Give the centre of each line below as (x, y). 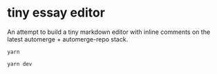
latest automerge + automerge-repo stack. (68, 39)
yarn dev (20, 64)
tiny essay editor (56, 13)
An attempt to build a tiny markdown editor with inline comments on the (109, 32)
